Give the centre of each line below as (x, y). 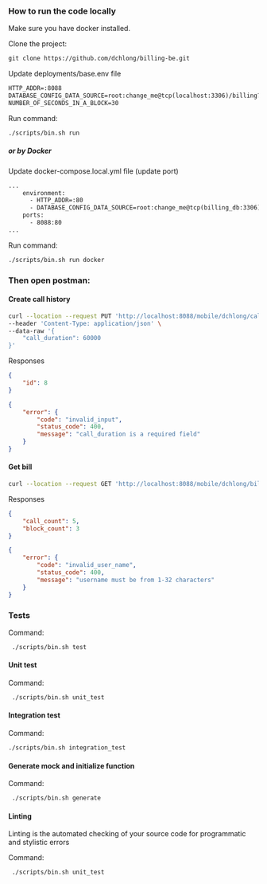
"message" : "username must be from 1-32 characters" (126, 580)
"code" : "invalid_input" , (80, 420)
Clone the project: (38, 44)
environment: (44, 193)
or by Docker (30, 151)
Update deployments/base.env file (65, 74)
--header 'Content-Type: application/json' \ (85, 323)
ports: (33, 215)
